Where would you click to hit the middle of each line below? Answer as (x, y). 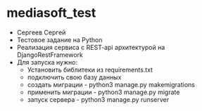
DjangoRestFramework (50, 55)
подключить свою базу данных (74, 77)
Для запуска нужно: (47, 62)
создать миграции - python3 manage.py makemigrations (111, 84)
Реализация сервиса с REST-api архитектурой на (91, 47)
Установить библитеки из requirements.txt (90, 70)
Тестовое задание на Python (59, 39)
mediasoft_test (51, 13)
